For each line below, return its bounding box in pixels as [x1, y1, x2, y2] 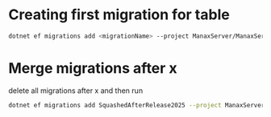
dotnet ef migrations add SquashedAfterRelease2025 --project [8, 101, 222, 109]
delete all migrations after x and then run [8, 86, 144, 95]
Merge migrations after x [8, 59, 177, 77]
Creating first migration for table [8, 6, 230, 24]
